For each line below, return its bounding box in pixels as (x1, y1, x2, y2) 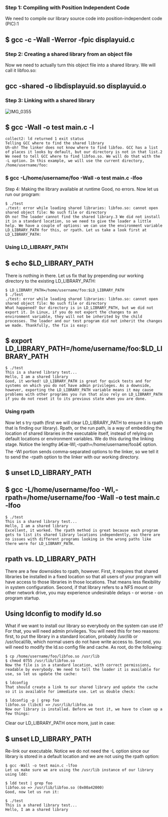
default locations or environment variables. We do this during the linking (5, 435, 154, 442)
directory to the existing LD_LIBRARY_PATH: (5, 278, 96, 284)
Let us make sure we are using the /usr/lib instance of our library (5, 768, 154, 773)
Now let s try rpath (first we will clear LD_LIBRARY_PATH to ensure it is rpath (5, 420, 163, 426)
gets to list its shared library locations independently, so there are (5, 532, 160, 537)
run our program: (5, 191, 41, 197)
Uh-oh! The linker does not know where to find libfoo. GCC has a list (5, 145, 158, 150)
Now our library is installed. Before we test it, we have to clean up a (5, 707, 163, 712)
